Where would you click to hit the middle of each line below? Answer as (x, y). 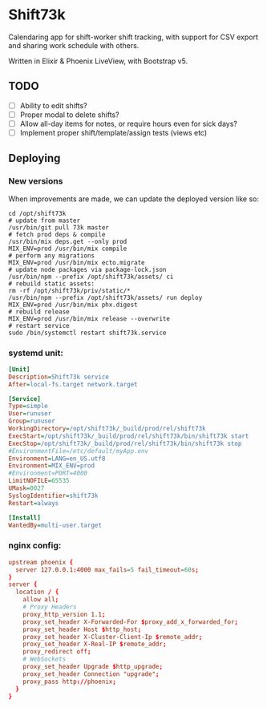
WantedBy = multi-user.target (55, 525)
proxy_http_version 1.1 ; (64, 614)
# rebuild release (39, 312)
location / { (37, 592)
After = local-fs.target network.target (73, 384)
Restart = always (34, 503)
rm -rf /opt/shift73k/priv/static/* (69, 290)
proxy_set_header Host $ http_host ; (82, 629)
